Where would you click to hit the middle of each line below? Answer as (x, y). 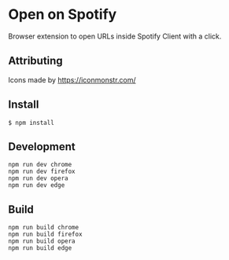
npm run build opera (42, 241)
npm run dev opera (38, 178)
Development (42, 146)
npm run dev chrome (40, 165)
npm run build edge (40, 248)
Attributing (35, 61)
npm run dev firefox (42, 172)
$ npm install (31, 123)
